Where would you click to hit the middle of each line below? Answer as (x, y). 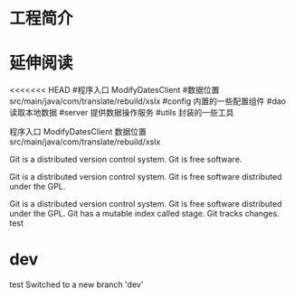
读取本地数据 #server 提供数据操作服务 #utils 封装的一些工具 (122, 113)
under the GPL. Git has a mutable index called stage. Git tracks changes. (144, 214)
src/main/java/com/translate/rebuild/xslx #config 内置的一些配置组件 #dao (148, 101)
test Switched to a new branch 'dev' (76, 284)
